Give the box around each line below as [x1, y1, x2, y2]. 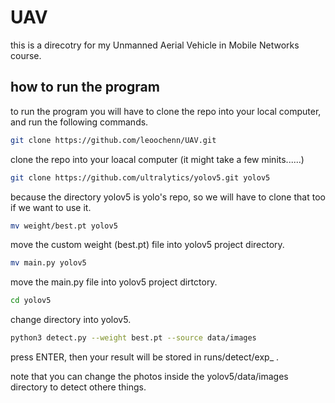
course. [10, 49, 42, 61]
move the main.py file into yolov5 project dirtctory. [10, 276, 218, 288]
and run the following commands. [10, 116, 149, 128]
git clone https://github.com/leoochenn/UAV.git [10, 135, 217, 145]
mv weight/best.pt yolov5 [10, 221, 118, 231]
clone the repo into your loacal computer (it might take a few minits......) [10, 153, 305, 165]
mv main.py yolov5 [10, 258, 87, 268]
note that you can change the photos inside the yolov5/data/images [10, 371, 289, 382]
